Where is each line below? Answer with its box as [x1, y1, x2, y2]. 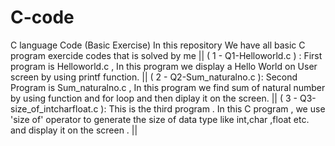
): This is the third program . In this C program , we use [100, 102, 326, 115]
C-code [10, 6, 75, 29]
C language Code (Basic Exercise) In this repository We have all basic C [10, 39, 306, 51]
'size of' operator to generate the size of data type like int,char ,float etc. [10, 113, 310, 125]
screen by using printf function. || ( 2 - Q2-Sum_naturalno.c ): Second [10, 71, 298, 83]
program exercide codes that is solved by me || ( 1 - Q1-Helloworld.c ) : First [10, 49, 323, 61]
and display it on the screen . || [10, 124, 138, 136]
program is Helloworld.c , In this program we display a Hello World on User [10, 60, 318, 72]
